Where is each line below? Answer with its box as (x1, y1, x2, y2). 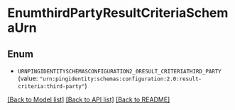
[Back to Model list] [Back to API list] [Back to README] (7, 95, 170, 104)
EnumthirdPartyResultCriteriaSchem (7, 5, 229, 21)
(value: (17, 74, 38, 82)
